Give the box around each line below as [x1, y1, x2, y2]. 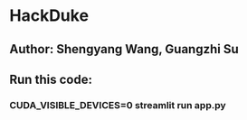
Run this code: [9, 71, 93, 87]
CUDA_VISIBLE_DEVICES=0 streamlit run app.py [9, 98, 226, 111]
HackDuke [9, 5, 89, 26]
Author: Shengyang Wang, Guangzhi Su [9, 42, 240, 57]
